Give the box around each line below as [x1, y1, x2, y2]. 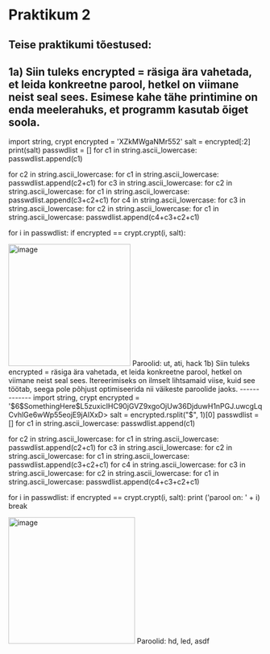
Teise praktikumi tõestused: [8, 38, 152, 52]
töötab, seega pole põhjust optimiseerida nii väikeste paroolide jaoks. [8, 385, 239, 394]
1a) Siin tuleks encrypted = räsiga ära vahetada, [8, 65, 252, 78]
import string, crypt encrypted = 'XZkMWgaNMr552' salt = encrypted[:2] [8, 137, 251, 147]
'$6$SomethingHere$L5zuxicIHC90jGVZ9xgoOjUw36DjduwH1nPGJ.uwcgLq [8, 402, 263, 411]
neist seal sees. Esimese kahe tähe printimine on [8, 90, 258, 104]
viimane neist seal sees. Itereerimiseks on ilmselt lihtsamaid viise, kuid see [8, 376, 255, 385]
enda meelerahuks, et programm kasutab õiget [8, 102, 249, 116]
